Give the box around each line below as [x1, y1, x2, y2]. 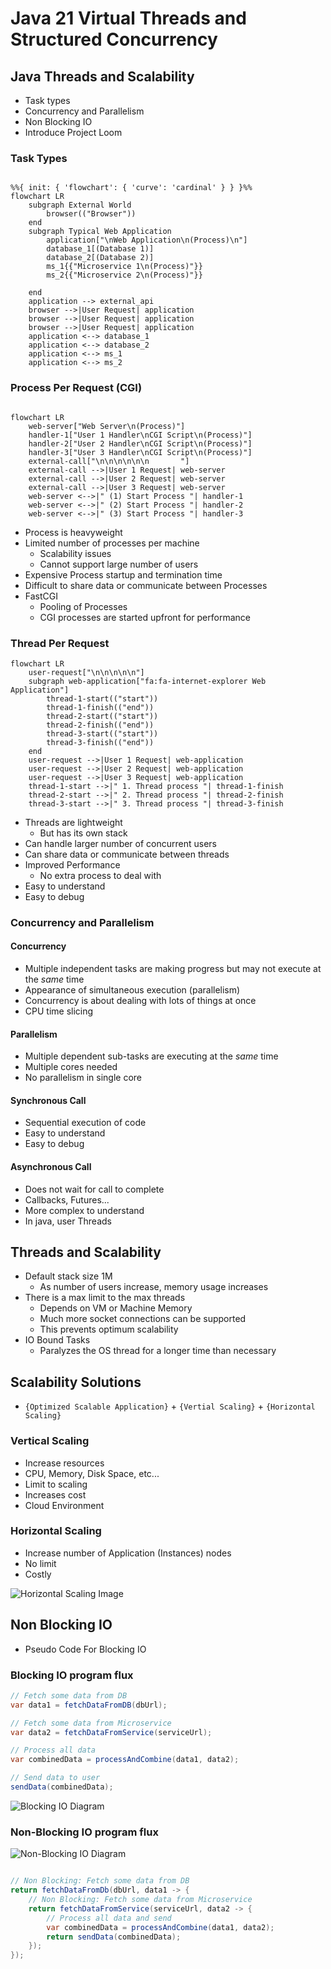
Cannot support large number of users [39, 558, 199, 570]
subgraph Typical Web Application [28, 227, 172, 237]
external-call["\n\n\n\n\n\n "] [28, 456, 190, 466]
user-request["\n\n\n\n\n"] [28, 667, 145, 677]
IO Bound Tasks [24, 1334, 91, 1346]
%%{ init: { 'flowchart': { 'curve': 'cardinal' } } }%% [10, 183, 253, 193]
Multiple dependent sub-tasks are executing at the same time [24, 1050, 279, 1062]
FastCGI [24, 590, 58, 602]
